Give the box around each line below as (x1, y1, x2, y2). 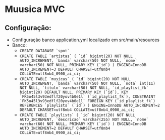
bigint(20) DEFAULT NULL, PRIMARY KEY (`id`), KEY (19, 90, 129, 95)
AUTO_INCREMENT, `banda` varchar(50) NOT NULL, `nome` (19, 58, 137, 63)
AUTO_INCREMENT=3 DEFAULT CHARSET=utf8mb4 (19, 67, 111, 72)
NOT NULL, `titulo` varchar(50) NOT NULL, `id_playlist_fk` (19, 85, 149, 90)
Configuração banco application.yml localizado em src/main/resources (12, 37, 160, 43)
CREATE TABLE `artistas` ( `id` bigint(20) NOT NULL (19, 54, 133, 59)
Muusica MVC (5, 4, 65, 15)
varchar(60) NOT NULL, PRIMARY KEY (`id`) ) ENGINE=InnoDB (19, 121, 147, 126)
